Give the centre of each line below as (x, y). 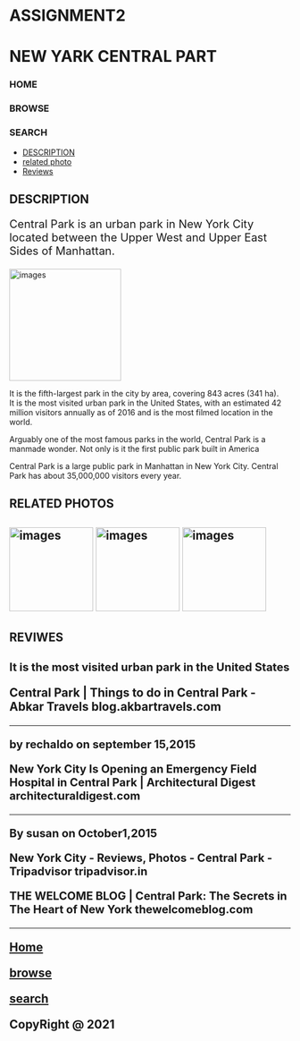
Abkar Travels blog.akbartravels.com (115, 707)
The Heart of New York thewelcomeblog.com (131, 910)
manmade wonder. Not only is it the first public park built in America (134, 448)
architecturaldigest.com (75, 796)
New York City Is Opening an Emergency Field (133, 769)
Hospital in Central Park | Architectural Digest (133, 783)
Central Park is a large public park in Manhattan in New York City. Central (144, 465)
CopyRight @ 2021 (62, 1024)
